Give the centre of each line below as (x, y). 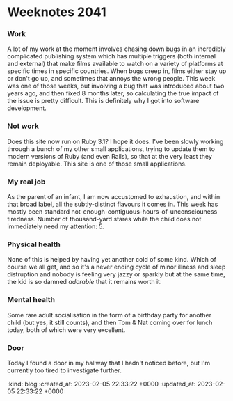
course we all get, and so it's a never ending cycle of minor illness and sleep (116, 267)
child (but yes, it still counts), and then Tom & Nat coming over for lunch (110, 322)
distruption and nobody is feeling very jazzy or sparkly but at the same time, (116, 274)
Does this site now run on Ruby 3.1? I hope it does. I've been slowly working (115, 141)
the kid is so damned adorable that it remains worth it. (85, 282)
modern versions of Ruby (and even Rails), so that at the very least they (110, 156)
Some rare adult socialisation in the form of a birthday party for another (110, 315)
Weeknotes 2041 (57, 12)
